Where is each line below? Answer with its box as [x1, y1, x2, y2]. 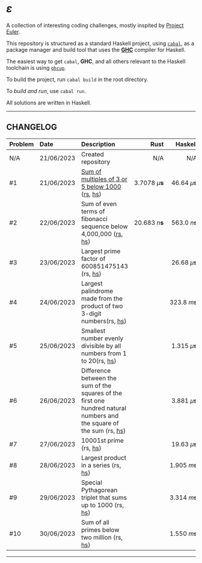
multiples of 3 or [81, 175, 127, 183]
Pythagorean [81, 485, 118, 494]
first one [81, 396, 105, 404]
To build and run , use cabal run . [6, 87, 86, 94]
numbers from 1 [81, 349, 127, 358]
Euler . [6, 28, 20, 35]
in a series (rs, [81, 461, 121, 469]
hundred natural [81, 404, 126, 412]
